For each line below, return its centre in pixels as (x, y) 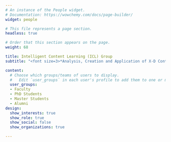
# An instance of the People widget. (45, 10)
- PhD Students (26, 94)
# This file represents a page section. (49, 29)
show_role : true (27, 118)
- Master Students (30, 99)
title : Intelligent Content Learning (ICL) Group (59, 56)
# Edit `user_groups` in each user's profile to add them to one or (86, 80)
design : (13, 108)
